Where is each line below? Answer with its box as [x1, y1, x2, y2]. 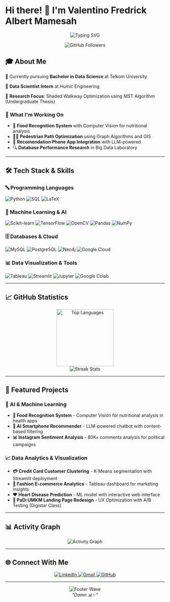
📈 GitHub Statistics [5, 293, 68, 302]
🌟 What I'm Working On [5, 111, 64, 118]
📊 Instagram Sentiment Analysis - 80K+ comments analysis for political [12, 434, 165, 441]
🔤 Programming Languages [5, 184, 74, 191]
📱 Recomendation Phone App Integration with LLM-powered [12, 139, 141, 145]
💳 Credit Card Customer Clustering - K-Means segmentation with [12, 468, 152, 474]
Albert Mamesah [5, 15, 77, 27]
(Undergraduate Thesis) [5, 98, 56, 105]
